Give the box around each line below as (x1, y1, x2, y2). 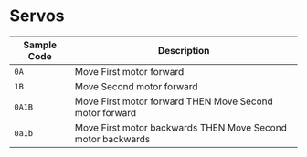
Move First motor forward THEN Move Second (74, 95, 274, 108)
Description (157, 44, 210, 57)
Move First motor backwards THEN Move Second (74, 120, 288, 133)
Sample (22, 38, 58, 51)
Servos (9, 5, 65, 26)
